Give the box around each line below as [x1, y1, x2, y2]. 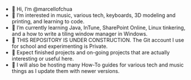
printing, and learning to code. [11, 18, 85, 25]
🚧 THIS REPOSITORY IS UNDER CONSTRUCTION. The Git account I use [11, 37, 185, 43]
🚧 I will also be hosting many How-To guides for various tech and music [11, 61, 184, 68]
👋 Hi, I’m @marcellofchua [11, 6, 73, 12]
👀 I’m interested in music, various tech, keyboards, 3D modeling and [11, 12, 176, 19]
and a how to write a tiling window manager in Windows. [11, 30, 148, 37]
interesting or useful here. [11, 55, 74, 62]
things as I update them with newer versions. [11, 68, 120, 74]
